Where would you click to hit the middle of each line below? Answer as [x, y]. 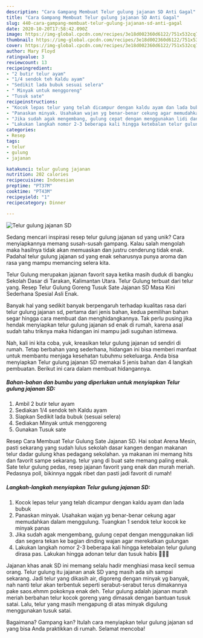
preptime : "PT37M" [29, 186]
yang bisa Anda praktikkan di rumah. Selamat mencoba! [76, 629]
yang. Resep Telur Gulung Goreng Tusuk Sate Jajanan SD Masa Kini [91, 287]
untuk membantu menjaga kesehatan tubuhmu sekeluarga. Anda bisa [92, 356]
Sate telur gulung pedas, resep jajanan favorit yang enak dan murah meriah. [101, 467]
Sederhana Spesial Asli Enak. [43, 293]
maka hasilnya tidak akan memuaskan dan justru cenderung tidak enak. [95, 250]
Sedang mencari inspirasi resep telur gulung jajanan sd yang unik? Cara [95, 237]
